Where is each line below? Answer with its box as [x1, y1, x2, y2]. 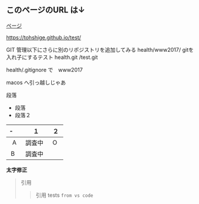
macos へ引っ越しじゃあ [6, 79, 66, 86]
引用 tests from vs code [35, 192, 94, 199]
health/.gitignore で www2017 [6, 66, 83, 73]
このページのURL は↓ [6, 5, 85, 15]
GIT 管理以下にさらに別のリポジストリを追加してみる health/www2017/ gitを [6, 46, 194, 53]
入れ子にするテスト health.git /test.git [6, 54, 98, 61]
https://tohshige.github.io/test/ [6, 34, 82, 41]
